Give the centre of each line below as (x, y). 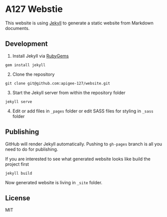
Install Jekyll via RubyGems (40, 56)
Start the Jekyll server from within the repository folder (69, 93)
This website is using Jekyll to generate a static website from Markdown (79, 23)
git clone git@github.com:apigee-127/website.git (58, 83)
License (18, 198)
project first (17, 164)
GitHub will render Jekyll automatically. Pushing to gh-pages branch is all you (84, 144)
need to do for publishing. (32, 149)
